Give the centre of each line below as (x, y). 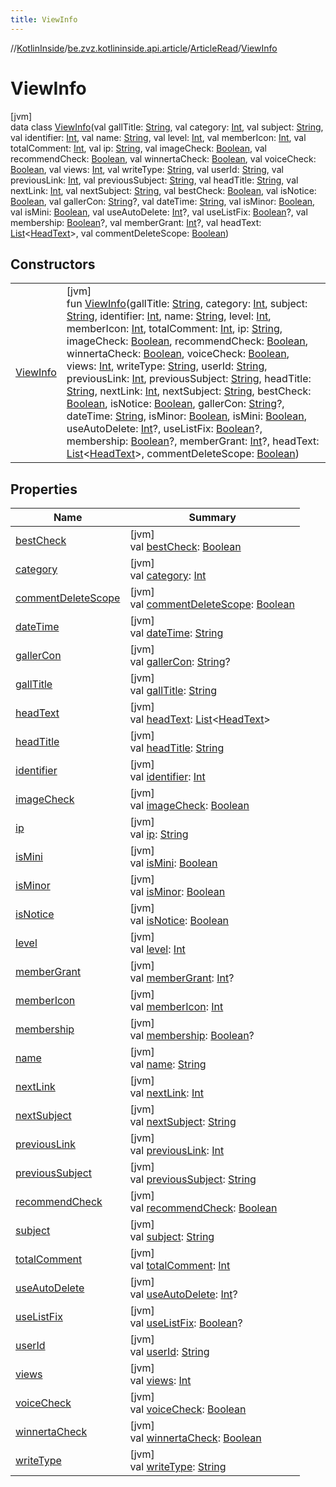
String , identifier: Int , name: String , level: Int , (169, 316)
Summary (212, 518)
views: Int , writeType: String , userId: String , (167, 366)
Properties (44, 489)
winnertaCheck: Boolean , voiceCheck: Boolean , (178, 354)
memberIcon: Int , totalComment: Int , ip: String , (174, 329)
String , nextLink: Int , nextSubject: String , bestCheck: (189, 391)
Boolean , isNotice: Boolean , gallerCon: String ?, (175, 404)
